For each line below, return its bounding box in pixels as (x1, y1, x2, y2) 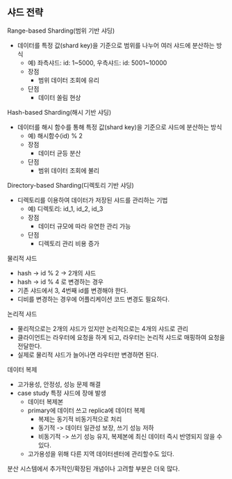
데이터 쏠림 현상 (38, 93, 81, 102)
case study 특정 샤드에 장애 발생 (17, 389, 106, 397)
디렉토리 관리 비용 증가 (38, 239, 100, 247)
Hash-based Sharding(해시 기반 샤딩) (7, 108, 112, 116)
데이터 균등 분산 (38, 149, 81, 157)
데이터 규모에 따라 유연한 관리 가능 (38, 222, 131, 230)
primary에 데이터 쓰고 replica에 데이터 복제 (27, 406, 146, 414)
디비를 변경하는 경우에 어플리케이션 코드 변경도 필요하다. (17, 295, 170, 303)
